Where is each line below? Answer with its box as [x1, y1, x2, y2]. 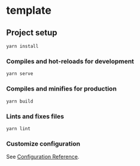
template [6, 4, 52, 17]
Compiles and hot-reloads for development [6, 57, 135, 65]
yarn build [6, 98, 34, 104]
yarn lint [6, 125, 31, 132]
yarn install [6, 43, 39, 49]
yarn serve [6, 71, 34, 77]
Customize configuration [6, 139, 81, 147]
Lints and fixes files [6, 112, 65, 120]
